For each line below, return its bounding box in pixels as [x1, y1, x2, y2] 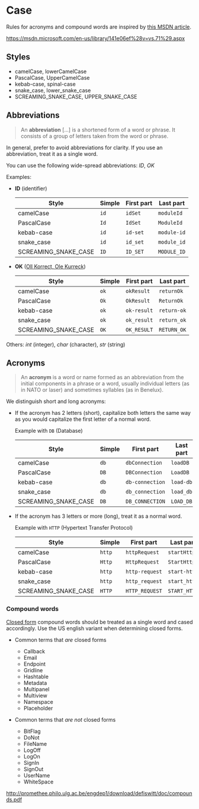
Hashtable [23, 673, 49, 680]
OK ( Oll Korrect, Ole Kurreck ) [14, 263, 86, 270]
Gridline [23, 666, 43, 673]
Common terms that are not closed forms [14, 716, 116, 723]
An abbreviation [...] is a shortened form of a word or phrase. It [20, 126, 176, 133]
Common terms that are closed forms [14, 636, 107, 643]
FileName [23, 740, 47, 747]
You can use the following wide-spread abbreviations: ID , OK [6, 162, 155, 169]
